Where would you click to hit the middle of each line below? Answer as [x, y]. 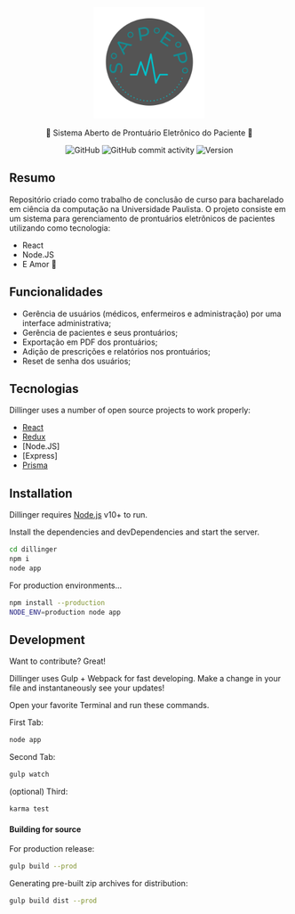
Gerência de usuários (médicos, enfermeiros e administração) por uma [151, 314]
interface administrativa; [67, 322]
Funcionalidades [56, 292]
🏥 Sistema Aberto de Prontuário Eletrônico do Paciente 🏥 [149, 133]
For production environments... [66, 585]
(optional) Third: [39, 792]
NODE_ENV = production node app [65, 612]
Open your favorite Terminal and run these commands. [109, 706]
